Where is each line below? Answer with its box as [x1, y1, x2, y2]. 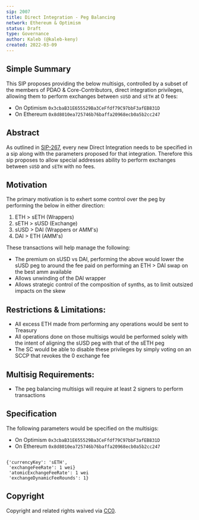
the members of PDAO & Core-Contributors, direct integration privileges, [6, 86, 184, 93]
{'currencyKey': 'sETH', [6, 459, 68, 465]
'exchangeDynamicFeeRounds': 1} [8, 475, 89, 481]
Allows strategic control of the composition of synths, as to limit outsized [14, 281, 193, 288]
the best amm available [14, 268, 72, 276]
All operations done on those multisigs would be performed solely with [14, 333, 188, 341]
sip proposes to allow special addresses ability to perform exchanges [6, 156, 176, 163]
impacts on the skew [14, 287, 66, 295]
